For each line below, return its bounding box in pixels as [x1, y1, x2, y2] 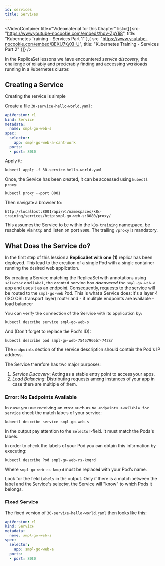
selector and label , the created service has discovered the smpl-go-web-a [5, 280, 156, 285]
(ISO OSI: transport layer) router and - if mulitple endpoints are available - [5, 296, 154, 301]
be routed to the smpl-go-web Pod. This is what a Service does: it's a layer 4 [5, 290, 158, 296]
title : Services [5, 12, 38, 17]
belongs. [5, 486, 23, 492]
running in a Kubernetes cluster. [5, 66, 70, 72]
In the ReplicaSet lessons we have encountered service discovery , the [5, 56, 148, 62]
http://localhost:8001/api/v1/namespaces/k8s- [5, 209, 102, 214]
